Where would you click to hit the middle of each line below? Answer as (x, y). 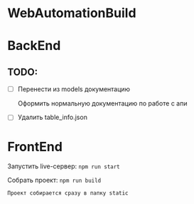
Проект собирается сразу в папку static (68, 193)
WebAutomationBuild (72, 13)
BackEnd (34, 46)
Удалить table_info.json (52, 117)
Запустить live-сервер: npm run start (64, 166)
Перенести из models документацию (74, 89)
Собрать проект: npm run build (54, 180)
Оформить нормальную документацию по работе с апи (102, 103)
